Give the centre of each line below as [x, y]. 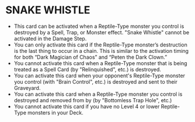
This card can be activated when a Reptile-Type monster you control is [99, 26]
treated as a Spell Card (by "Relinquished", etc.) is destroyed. [88, 69]
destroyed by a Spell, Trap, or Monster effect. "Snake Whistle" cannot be [102, 32]
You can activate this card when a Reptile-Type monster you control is [98, 94]
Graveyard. [27, 88]
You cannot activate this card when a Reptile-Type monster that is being [100, 63]
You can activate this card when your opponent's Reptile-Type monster [99, 76]
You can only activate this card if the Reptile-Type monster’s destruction [100, 45]
